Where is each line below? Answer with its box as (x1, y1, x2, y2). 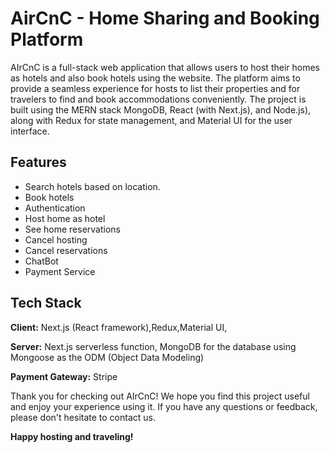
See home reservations (24, 223, 122, 235)
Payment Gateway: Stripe (10, 370, 118, 382)
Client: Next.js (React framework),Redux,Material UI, (10, 321, 228, 333)
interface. (10, 125, 50, 137)
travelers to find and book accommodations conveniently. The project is (10, 93, 307, 105)
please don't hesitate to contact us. (10, 411, 157, 423)
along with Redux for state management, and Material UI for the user (10, 114, 293, 126)
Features (10, 154, 67, 171)
